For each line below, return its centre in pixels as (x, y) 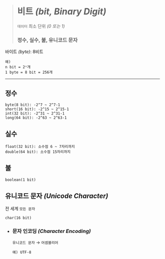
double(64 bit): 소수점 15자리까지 (38, 152)
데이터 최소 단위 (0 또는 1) (41, 26)
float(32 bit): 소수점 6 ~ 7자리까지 (40, 146)
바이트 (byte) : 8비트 (24, 52)
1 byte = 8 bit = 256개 (29, 72)
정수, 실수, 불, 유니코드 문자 (47, 40)
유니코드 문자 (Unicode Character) (57, 196)
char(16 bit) (18, 218)
